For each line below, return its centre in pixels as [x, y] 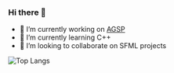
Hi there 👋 [27, 12]
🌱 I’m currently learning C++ [65, 37]
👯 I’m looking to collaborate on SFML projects [93, 46]
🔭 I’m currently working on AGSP [72, 30]
